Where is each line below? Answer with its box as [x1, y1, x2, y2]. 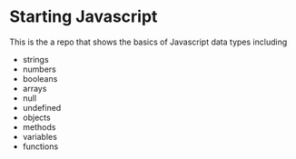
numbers [22, 64, 57, 75]
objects [22, 112, 52, 123]
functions [22, 141, 59, 152]
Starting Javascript [9, 6, 158, 27]
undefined [22, 102, 62, 113]
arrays [22, 83, 47, 94]
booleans [22, 73, 58, 84]
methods [22, 121, 56, 133]
